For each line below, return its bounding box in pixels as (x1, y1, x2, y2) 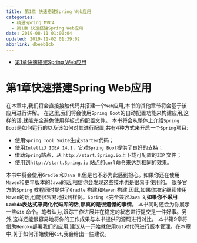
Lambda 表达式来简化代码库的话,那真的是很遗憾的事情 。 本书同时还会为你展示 (6, 201, 190, 208)
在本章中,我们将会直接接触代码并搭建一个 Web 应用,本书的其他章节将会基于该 (6, 101, 187, 109)
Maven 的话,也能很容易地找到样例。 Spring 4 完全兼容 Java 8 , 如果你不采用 (6, 193, 178, 201)
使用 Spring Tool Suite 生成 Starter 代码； (14, 136, 115, 143)
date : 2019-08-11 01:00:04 (6, 31, 72, 37)
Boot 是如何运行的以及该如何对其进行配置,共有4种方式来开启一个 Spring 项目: (6, 124, 188, 131)
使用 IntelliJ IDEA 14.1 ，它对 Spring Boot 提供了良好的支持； (14, 144, 163, 151)
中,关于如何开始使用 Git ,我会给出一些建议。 (6, 230, 110, 237)
